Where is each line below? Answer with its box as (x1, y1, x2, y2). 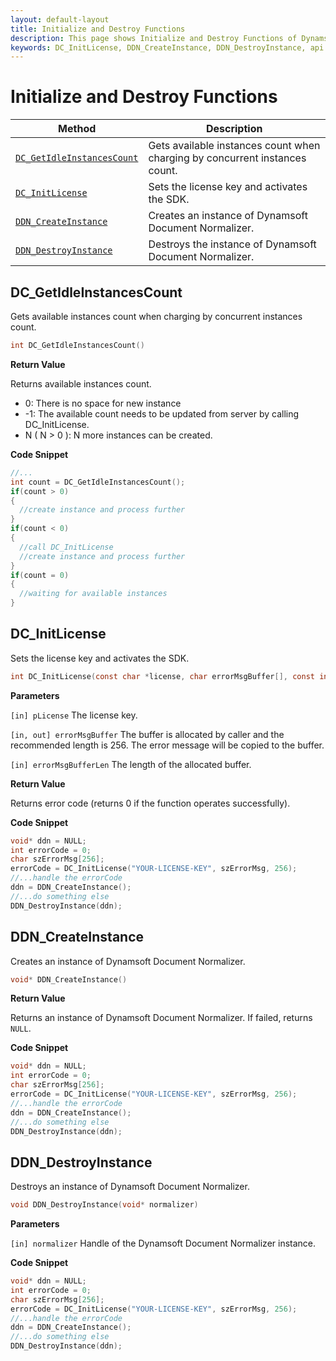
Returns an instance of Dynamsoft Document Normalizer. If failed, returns (10, 1012, 313, 1024)
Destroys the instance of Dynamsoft (148, 237, 317, 251)
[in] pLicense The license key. (10, 709, 138, 721)
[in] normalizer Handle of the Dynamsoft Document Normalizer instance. (10, 1237, 317, 1250)
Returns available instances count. (10, 377, 152, 390)
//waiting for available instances (19, 589, 168, 599)
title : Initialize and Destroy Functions (10, 24, 186, 34)
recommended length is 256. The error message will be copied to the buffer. (10, 739, 325, 751)
